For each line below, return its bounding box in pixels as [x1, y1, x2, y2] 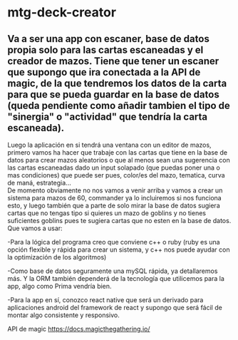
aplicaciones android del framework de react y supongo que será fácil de [7, 304, 222, 311]
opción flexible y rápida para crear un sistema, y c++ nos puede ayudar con [7, 245, 230, 254]
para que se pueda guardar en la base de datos [7, 88, 219, 101]
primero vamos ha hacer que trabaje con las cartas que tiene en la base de [7, 148, 228, 157]
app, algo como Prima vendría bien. [7, 282, 112, 290]
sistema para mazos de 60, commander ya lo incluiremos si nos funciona [7, 194, 222, 202]
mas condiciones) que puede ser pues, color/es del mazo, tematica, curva [7, 171, 226, 179]
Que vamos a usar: [7, 224, 63, 232]
